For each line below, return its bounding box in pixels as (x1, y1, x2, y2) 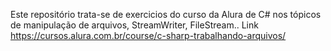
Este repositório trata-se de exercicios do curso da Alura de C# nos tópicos (10, 9, 322, 20)
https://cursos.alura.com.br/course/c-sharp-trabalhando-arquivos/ (10, 30, 287, 41)
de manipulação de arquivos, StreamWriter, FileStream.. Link (10, 19, 259, 31)
